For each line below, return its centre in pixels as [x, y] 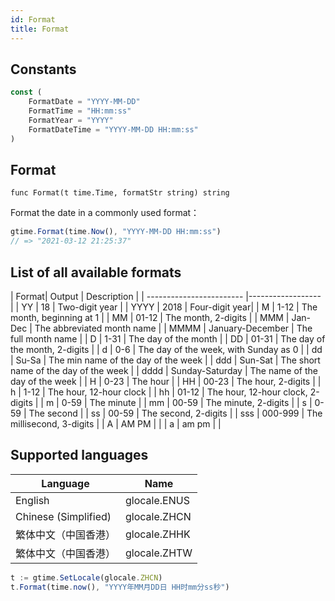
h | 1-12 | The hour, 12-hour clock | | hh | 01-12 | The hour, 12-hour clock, [159, 392]
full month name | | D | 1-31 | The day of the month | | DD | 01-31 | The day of [168, 338]
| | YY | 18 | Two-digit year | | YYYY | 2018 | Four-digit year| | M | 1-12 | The [164, 307]
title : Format [40, 29]
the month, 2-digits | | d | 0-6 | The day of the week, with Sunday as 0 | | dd [166, 349]
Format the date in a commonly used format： [105, 213]
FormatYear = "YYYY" [71, 120]
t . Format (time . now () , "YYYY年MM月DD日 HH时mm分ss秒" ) [120, 587]
